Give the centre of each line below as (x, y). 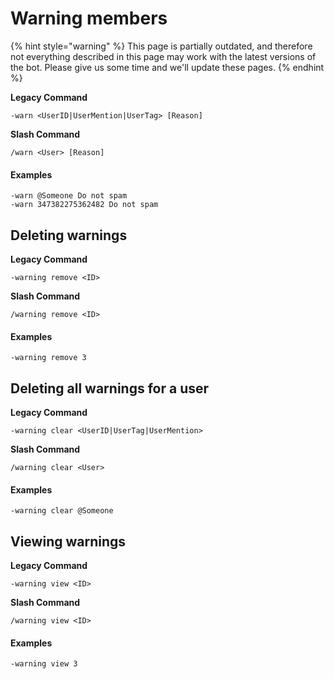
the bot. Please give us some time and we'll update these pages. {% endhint (167, 67)
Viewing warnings (68, 541)
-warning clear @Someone (62, 511)
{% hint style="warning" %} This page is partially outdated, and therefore (161, 46)
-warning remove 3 (48, 358)
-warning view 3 (44, 664)
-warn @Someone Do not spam (69, 196)
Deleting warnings (69, 235)
